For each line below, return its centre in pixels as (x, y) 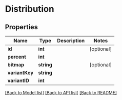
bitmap (16, 65)
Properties (21, 27)
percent (17, 57)
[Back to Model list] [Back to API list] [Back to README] (61, 93)
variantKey (20, 73)
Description (71, 41)
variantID (18, 80)
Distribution (30, 9)
